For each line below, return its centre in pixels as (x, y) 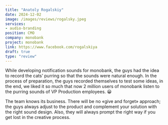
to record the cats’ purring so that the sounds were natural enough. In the (81, 76)
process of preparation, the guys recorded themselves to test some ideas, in (84, 81)
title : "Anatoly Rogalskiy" (35, 10)
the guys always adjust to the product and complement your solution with (81, 107)
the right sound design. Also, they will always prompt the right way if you (80, 112)
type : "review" (21, 56)
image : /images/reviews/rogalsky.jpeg (46, 19)
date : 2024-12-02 (23, 14)
